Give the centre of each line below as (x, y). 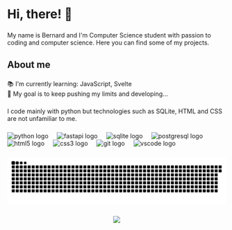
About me (29, 64)
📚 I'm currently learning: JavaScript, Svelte (69, 84)
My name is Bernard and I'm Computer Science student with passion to (109, 35)
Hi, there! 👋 (40, 14)
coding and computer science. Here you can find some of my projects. (108, 43)
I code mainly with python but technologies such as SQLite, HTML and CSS (115, 111)
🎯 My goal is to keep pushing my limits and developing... (88, 94)
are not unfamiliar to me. (42, 119)
